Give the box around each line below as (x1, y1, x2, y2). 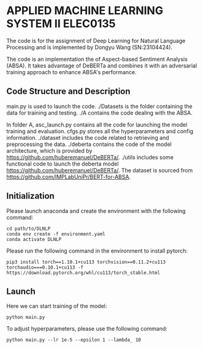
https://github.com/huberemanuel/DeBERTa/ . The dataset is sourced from (6, 166, 193, 174)
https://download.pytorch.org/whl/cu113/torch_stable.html (6, 269, 161, 276)
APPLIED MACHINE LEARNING (6, 4, 164, 18)
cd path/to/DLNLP (6, 225, 51, 232)
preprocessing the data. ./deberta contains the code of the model (6, 140, 172, 148)
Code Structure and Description (6, 86, 131, 97)
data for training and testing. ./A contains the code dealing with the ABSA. (6, 109, 193, 117)
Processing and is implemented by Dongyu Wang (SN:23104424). (6, 44, 173, 51)
